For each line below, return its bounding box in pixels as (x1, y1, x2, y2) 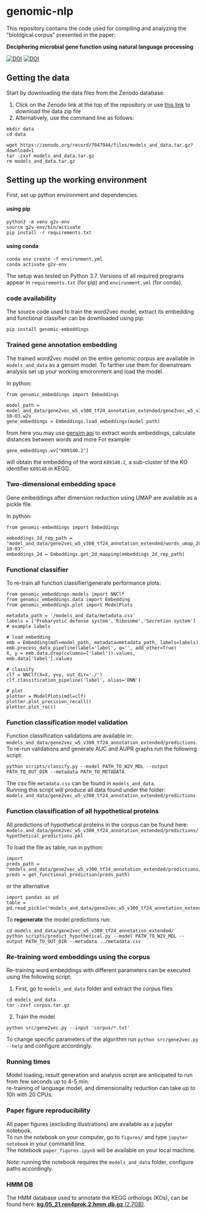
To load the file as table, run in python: (6, 843, 104, 851)
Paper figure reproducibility (6, 1107, 91, 1115)
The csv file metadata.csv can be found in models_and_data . (6, 780, 156, 787)
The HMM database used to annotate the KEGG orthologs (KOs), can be (6, 1194, 188, 1201)
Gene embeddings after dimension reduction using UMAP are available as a (6, 494, 197, 501)
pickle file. (6, 500, 32, 508)
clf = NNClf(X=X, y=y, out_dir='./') (6, 672, 103, 678)
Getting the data (6, 72, 70, 84)
